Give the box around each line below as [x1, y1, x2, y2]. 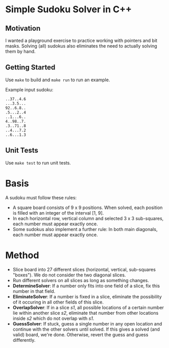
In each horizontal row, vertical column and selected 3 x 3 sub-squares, [12, 215, 164, 221]
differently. [12, 337, 36, 343]
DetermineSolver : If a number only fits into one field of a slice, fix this [12, 283, 160, 289]
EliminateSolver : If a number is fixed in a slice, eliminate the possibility [12, 293, 162, 299]
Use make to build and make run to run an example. [5, 77, 110, 83]
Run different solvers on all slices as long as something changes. [12, 277, 150, 283]
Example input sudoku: [5, 86, 54, 92]
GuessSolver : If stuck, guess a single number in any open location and [12, 320, 162, 327]
